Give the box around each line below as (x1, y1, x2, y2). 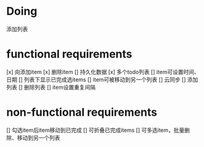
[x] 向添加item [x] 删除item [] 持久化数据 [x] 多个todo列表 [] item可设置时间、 (6, 68, 200, 75)
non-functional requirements (6, 105, 157, 119)
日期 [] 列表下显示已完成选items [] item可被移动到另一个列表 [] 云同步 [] (6, 75, 186, 83)
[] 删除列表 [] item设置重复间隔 (18, 83, 96, 91)
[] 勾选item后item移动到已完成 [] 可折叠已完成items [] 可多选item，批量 (6, 126, 185, 134)
